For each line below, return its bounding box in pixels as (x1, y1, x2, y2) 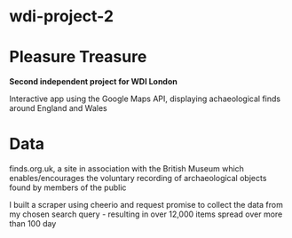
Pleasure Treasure (9, 47, 147, 67)
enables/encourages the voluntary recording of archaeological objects (9, 173, 267, 184)
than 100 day (9, 218, 57, 229)
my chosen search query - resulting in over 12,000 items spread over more (9, 209, 283, 219)
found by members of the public (9, 182, 127, 193)
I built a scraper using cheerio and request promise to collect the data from (9, 200, 284, 210)
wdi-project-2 (9, 6, 114, 27)
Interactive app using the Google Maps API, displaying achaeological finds (9, 93, 281, 104)
